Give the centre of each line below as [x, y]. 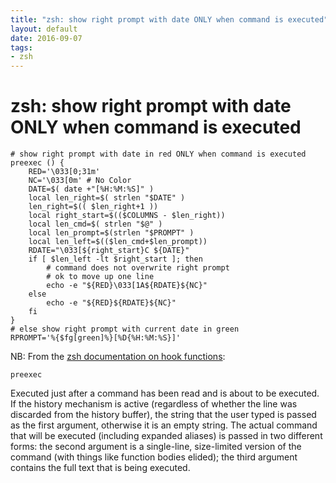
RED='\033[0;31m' [64, 172]
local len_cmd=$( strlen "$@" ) [95, 224]
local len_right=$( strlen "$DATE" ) [107, 198]
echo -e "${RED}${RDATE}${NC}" [111, 303]
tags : [21, 47]
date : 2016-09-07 [46, 38]
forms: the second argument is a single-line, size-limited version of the [156, 447]
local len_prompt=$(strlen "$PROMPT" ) [111, 233]
